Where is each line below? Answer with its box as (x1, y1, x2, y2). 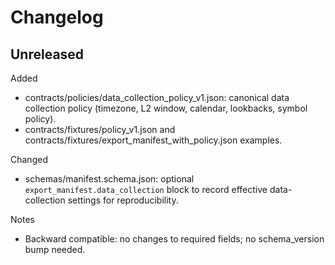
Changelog (10, 6, 104, 29)
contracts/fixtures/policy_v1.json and (24, 124, 176, 135)
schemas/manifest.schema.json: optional (24, 173, 195, 185)
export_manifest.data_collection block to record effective (24, 184, 268, 195)
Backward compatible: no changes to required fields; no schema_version (24, 233, 325, 245)
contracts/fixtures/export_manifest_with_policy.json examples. (24, 134, 283, 146)
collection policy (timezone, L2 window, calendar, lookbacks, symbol (24, 102, 308, 114)
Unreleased (10, 46, 85, 63)
